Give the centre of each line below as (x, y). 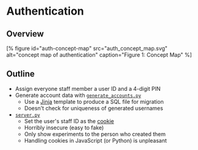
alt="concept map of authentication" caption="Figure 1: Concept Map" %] (99, 55)
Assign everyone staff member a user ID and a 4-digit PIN (88, 88)
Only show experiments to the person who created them (95, 134)
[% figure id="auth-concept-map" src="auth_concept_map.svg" (87, 48)
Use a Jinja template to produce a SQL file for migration (94, 101)
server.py (28, 115)
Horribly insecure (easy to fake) (64, 127)
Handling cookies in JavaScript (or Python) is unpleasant (96, 140)
